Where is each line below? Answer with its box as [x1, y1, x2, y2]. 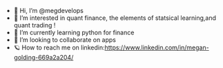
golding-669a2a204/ [13, 54, 74, 61]
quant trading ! [13, 21, 56, 29]
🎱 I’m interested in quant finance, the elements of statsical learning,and [13, 14, 216, 22]
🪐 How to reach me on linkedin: [13, 43, 105, 52]
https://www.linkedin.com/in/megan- [104, 43, 209, 52]
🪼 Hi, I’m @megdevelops [13, 7, 84, 14]
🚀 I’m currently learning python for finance [13, 28, 135, 36]
